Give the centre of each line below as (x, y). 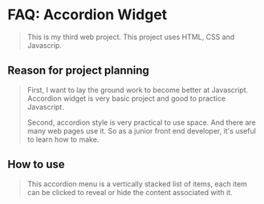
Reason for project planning (79, 71)
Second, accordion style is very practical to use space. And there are (141, 122)
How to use (36, 164)
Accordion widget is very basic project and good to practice (126, 98)
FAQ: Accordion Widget (87, 15)
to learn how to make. (63, 139)
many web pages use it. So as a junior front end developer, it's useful (141, 130)
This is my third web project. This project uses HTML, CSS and (131, 37)
